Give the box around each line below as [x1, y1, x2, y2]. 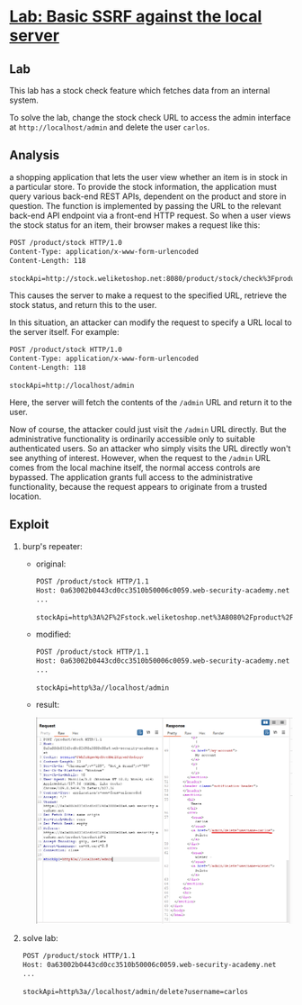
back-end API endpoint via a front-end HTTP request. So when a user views [9, 210, 291, 221]
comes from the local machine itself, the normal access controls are [9, 462, 261, 473]
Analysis [9, 148, 60, 163]
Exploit [9, 517, 49, 532]
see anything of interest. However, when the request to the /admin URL [9, 452, 271, 463]
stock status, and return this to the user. [9, 299, 157, 310]
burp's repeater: [22, 540, 83, 551]
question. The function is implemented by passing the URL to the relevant [9, 200, 281, 211]
